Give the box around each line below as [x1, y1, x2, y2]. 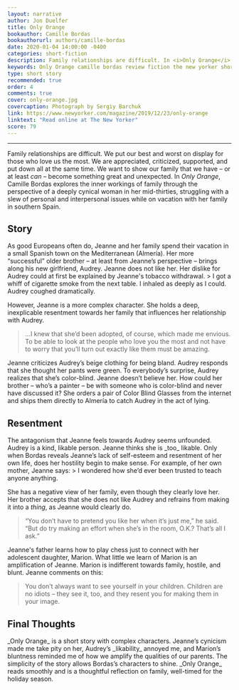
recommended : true [7, 76, 62, 84]
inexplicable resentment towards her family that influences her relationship [7, 308, 226, 317]
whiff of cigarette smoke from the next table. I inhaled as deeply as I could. [7, 279, 227, 288]
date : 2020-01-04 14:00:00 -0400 [7, 43, 107, 51]
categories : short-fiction [7, 51, 87, 58]
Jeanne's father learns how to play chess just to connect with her [7, 545, 199, 554]
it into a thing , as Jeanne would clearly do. [7, 503, 132, 511]
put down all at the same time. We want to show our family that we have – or [7, 164, 231, 173]
